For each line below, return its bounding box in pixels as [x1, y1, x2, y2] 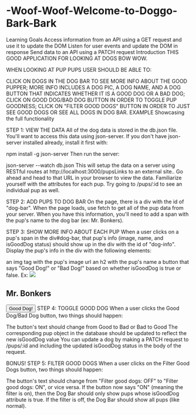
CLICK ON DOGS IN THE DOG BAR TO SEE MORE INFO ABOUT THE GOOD [6, 78, 188, 85]
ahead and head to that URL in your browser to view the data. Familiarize [6, 174, 182, 181]
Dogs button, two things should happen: [6, 366, 103, 373]
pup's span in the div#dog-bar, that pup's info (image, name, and [6, 234, 164, 242]
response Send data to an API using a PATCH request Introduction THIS [6, 48, 179, 55]
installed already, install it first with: [23, 139, 109, 146]
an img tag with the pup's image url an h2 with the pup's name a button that [6, 258, 190, 265]
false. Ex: [6, 272, 28, 279]
